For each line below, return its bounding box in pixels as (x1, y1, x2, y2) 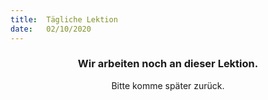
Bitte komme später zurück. (111, 79, 225, 91)
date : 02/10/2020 (10, 24, 92, 34)
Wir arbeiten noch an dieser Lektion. (77, 57, 259, 71)
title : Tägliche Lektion (10, 14, 118, 25)
